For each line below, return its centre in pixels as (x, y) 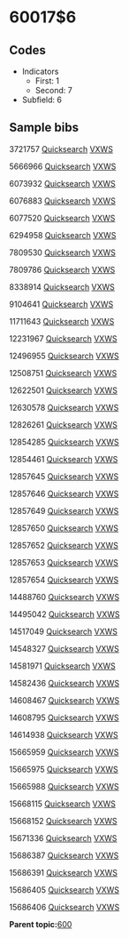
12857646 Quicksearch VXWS (64, 493)
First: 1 (47, 81)
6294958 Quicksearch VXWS (63, 235)
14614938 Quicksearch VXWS (64, 734)
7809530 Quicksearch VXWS (63, 253)
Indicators (40, 71)
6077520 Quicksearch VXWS (62, 218)
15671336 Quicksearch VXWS (63, 838)
